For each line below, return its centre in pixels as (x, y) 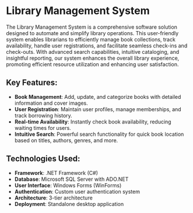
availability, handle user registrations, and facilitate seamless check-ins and (97, 46)
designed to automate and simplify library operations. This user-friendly (92, 33)
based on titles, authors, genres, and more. (66, 140)
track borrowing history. (43, 115)
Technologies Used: (43, 159)
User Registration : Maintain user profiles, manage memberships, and (98, 109)
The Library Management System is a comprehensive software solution (92, 27)
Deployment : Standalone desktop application (69, 204)
